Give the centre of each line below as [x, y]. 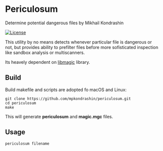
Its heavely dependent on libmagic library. [48, 62]
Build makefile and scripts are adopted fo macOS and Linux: [66, 90]
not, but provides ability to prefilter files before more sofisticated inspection [82, 47]
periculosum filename [27, 144]
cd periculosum [21, 103]
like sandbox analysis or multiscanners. [45, 52]
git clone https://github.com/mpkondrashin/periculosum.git [68, 99]
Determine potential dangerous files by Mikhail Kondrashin [65, 23]
